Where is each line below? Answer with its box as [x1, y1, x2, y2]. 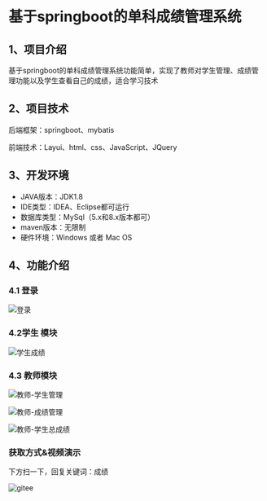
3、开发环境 [8, 169, 69, 182]
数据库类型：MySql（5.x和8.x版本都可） [20, 212, 155, 222]
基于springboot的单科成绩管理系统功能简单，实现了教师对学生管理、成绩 [8, 66, 252, 75]
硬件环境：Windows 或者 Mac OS [20, 232, 133, 242]
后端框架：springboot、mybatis [8, 125, 115, 134]
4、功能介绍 [8, 258, 70, 273]
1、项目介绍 [8, 42, 68, 56]
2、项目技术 [8, 102, 69, 116]
